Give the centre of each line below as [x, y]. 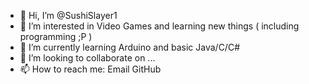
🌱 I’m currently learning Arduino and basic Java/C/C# [130, 47]
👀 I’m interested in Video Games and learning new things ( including [159, 26]
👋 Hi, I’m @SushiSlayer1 [68, 15]
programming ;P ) [56, 36]
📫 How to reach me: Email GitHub [90, 69]
